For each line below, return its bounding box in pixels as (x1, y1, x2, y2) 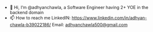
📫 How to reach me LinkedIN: (9, 15, 71, 21)
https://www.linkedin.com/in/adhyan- (72, 15, 147, 21)
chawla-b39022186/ (9, 22, 51, 27)
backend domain (9, 10, 44, 15)
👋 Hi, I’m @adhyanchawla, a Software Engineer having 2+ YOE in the (9, 5, 149, 10)
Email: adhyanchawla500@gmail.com (51, 22, 128, 27)
